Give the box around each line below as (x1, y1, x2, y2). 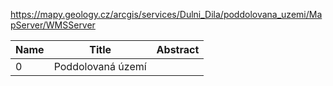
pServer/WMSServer (10, 19, 96, 31)
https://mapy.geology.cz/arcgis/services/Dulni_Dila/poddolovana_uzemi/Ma (10, 9, 323, 20)
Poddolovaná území (53, 60, 147, 73)
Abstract (156, 43, 200, 56)
